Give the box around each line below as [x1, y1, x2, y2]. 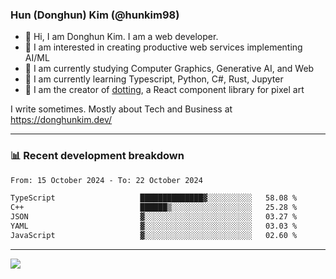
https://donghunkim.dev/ [10, 114, 113, 126]
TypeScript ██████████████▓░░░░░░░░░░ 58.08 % [10, 193, 298, 203]
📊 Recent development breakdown [10, 149, 185, 163]
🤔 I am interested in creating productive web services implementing [24, 41, 303, 53]
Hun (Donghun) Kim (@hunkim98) [10, 8, 180, 22]
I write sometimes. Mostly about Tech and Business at [10, 103, 233, 115]
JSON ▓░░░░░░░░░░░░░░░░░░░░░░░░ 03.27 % [10, 212, 298, 222]
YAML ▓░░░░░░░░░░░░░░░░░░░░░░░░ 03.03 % [10, 221, 298, 232]
